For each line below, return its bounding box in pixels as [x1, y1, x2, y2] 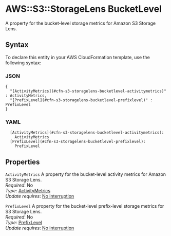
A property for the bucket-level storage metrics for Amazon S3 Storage [5, 20, 156, 26]
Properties [5, 157, 40, 166]
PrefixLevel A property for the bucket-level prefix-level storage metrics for [5, 203, 164, 209]
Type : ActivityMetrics [5, 188, 50, 194]
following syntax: [5, 60, 42, 66]
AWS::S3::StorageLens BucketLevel [5, 3, 162, 15]
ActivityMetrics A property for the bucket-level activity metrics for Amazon [5, 171, 166, 177]
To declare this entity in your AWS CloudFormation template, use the [5, 54, 150, 60]
